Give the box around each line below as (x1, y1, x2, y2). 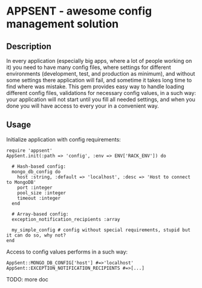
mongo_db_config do (11, 168, 61, 175)
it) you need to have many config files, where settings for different (6, 64, 171, 71)
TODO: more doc (6, 275, 48, 283)
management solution (6, 17, 119, 31)
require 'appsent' (6, 147, 53, 154)
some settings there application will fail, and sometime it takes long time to (6, 77, 192, 83)
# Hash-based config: (11, 163, 67, 169)
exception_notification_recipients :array (11, 216, 120, 222)
